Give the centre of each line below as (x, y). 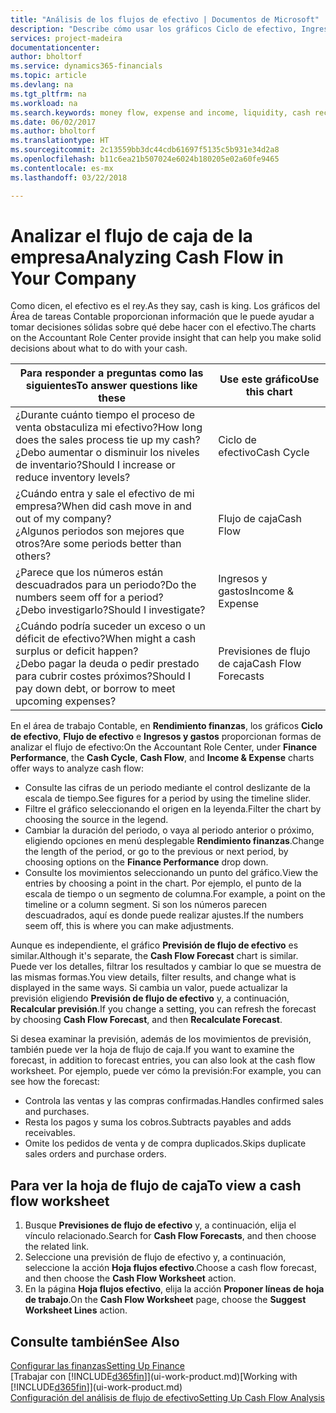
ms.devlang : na (42, 85)
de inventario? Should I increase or (95, 465)
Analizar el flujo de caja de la (131, 235)
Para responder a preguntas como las (111, 373)
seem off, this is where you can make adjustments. (129, 926)
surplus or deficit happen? (77, 651)
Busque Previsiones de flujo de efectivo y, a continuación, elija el (160, 1225)
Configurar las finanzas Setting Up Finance (97, 1366)
